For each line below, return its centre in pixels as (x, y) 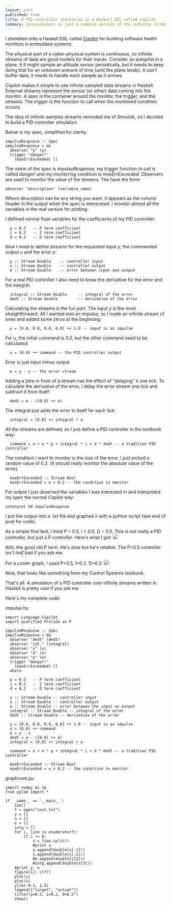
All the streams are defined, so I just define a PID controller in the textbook (83, 429)
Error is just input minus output (38, 362)
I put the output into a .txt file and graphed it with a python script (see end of (85, 516)
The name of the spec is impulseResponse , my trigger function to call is (80, 169)
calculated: (17, 344)
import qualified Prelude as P (38, 622)
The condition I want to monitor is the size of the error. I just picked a (77, 458)
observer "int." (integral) (40, 644)
